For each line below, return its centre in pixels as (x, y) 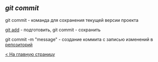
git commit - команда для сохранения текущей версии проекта (72, 20)
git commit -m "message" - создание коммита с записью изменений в (79, 39)
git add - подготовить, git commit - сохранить (53, 30)
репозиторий (19, 45)
